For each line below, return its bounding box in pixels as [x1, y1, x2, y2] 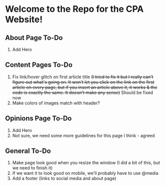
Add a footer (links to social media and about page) [12, 176, 117, 182]
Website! [5, 14, 43, 25]
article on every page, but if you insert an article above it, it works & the [12, 84, 158, 90]
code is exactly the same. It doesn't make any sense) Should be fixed [12, 90, 154, 95]
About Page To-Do [5, 33, 63, 42]
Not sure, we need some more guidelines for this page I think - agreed [12, 132, 155, 138]
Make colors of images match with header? [12, 100, 100, 106]
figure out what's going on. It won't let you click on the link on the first [12, 79, 155, 85]
